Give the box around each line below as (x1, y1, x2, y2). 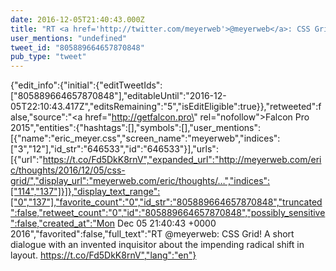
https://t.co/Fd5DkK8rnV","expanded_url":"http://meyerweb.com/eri (42, 154, 322, 166)
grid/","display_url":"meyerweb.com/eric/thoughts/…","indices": (10, 175, 271, 187)
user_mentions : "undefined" (10, 33, 128, 43)
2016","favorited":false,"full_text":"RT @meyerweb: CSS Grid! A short (10, 228, 295, 240)
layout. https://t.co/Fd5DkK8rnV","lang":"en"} (10, 249, 197, 261)
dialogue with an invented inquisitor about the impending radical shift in (10, 239, 305, 251)
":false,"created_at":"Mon (10, 217, 116, 230)
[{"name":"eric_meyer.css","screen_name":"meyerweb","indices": (10, 132, 281, 145)
